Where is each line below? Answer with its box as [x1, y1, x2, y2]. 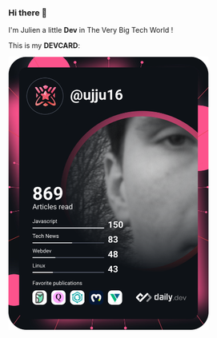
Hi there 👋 [8, 7, 48, 18]
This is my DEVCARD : [8, 41, 80, 50]
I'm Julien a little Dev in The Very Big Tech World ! [8, 26, 174, 35]
